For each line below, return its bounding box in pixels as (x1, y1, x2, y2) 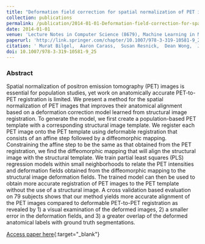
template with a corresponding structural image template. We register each (6, 121, 195, 129)
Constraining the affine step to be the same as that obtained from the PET (6, 141, 192, 148)
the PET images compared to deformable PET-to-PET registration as (6, 199, 178, 207)
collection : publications (6, 15, 72, 21)
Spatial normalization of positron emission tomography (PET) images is (6, 83, 185, 90)
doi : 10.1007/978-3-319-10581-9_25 (6, 49, 97, 55)
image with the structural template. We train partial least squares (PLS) (6, 154, 184, 162)
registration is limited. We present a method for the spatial (18, 96, 164, 103)
